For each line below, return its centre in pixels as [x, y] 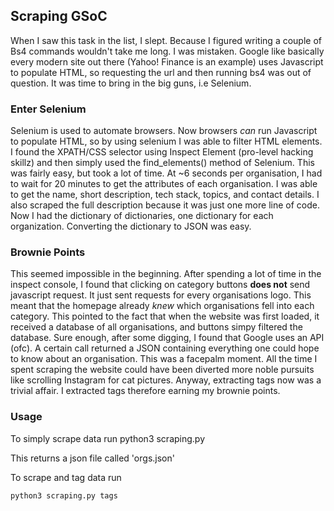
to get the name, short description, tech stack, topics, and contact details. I [165, 195]
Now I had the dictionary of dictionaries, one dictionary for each [142, 216]
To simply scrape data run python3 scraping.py [108, 438]
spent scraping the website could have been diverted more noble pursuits [162, 370]
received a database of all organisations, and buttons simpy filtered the [156, 327]
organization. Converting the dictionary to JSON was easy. [131, 226]
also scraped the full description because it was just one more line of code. [165, 205]
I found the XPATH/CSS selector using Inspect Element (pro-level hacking [162, 152]
